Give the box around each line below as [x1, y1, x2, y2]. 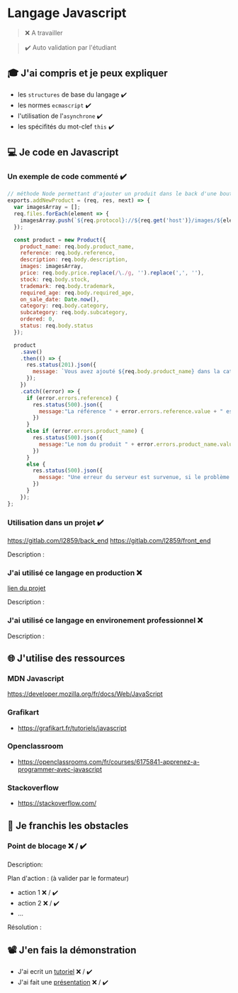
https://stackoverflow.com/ [17, 799, 97, 807]
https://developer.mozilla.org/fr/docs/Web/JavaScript [7, 689, 163, 698]
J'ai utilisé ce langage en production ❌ [7, 567, 142, 577]
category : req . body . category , [20, 302, 110, 310]
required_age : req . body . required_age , [20, 289, 135, 296]
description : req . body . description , [20, 256, 129, 264]
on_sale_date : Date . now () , [20, 296, 100, 303]
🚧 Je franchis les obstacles [7, 820, 129, 832]
